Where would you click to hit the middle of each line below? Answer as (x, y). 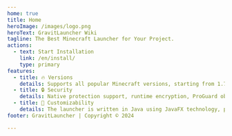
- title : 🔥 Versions (43, 77)
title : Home (24, 20)
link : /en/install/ (48, 58)
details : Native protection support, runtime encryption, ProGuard (118, 97)
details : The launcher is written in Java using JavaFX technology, (120, 109)
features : (21, 71)
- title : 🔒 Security (43, 90)
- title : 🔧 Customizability (54, 103)
